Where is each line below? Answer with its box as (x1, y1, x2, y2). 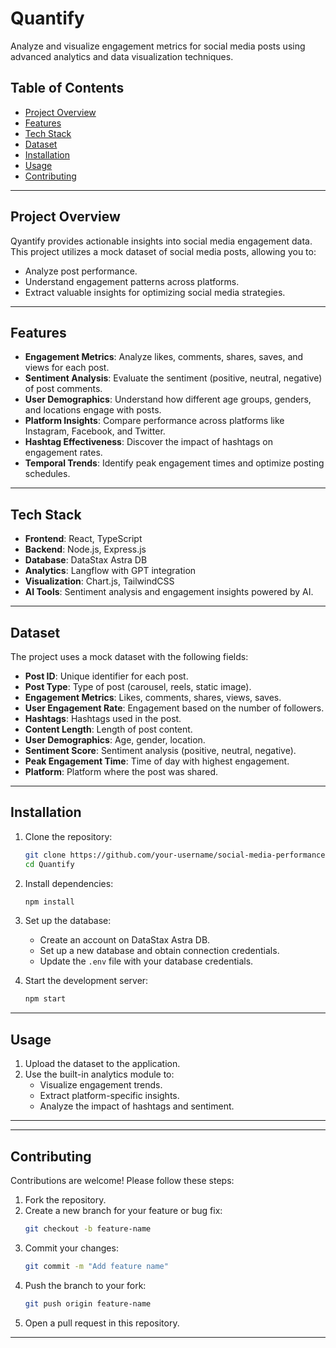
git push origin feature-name (24, 1298, 152, 1309)
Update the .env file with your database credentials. (39, 955, 254, 967)
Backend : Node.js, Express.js (24, 543, 147, 556)
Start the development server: (24, 975, 149, 987)
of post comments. (24, 383, 103, 395)
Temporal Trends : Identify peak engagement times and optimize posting (24, 457, 325, 469)
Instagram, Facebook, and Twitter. (24, 425, 166, 437)
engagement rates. (24, 447, 103, 459)
